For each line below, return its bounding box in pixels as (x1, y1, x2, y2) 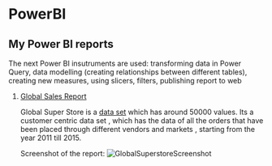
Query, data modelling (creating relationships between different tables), (8, 67, 248, 77)
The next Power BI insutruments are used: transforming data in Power (8, 58, 242, 68)
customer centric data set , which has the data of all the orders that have (19, 116, 264, 126)
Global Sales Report (19, 92, 87, 101)
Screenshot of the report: (19, 149, 106, 158)
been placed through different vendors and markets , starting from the (19, 125, 256, 134)
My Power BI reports (8, 37, 114, 51)
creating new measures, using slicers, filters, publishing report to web (8, 76, 242, 85)
